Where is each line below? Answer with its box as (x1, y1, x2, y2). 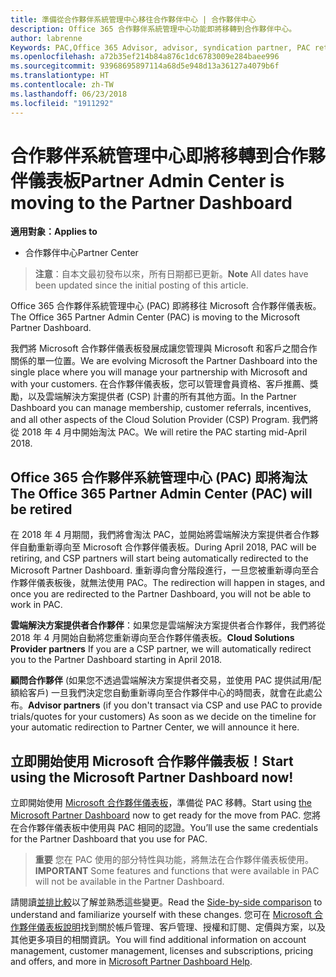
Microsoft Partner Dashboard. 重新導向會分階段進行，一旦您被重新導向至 (10, 564, 311, 576)
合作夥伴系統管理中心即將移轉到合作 (10, 144, 309, 167)
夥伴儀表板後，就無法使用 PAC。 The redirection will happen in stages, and (18, 577, 326, 589)
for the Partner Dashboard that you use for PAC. (10, 833, 208, 845)
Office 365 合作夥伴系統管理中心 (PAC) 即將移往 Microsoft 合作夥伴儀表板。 (10, 300, 322, 312)
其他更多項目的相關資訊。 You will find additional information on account (10, 934, 307, 946)
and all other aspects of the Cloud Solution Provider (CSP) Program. (10, 414, 290, 426)
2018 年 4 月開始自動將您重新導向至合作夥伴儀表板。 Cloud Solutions (10, 632, 295, 644)
